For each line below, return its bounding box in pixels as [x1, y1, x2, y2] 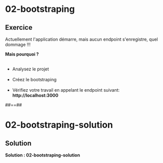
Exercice [5, 23, 33, 32]
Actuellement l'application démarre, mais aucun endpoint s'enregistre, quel [5, 36, 158, 42]
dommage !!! [5, 42, 31, 48]
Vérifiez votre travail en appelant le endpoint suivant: [12, 87, 120, 93]
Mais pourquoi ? [5, 51, 39, 57]
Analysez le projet [12, 66, 49, 72]
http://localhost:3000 [12, 93, 58, 98]
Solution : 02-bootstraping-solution [5, 152, 81, 158]
